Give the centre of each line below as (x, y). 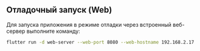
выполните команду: (53, 31)
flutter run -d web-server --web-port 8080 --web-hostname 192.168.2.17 (100, 42)
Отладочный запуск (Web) (59, 10)
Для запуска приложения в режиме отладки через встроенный (89, 24)
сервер (16, 31)
